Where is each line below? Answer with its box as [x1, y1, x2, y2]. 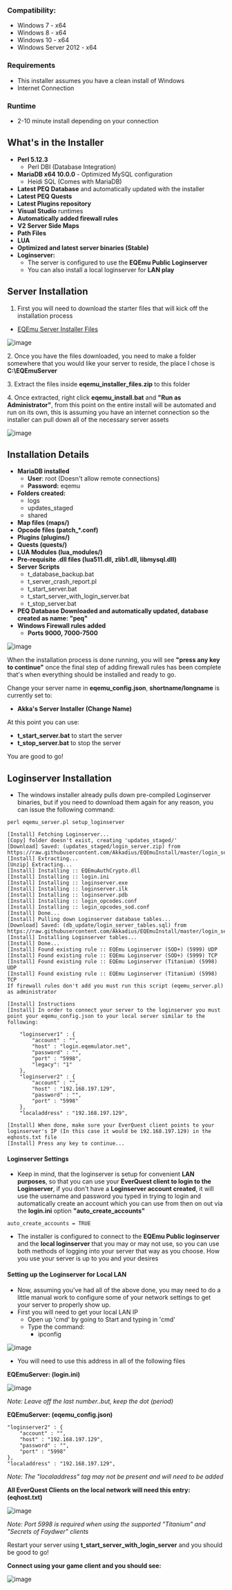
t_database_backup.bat [27, 570, 95, 578]
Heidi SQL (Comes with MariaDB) [27, 177, 122, 186]
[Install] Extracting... [7, 855, 79, 862]
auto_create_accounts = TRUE [7, 1220, 91, 1227]
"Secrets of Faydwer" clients [7, 1527, 89, 1535]
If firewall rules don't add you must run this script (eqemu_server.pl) [7, 983, 224, 990]
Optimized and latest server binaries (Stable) [17, 243, 149, 251]
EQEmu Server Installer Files [17, 325, 99, 333]
